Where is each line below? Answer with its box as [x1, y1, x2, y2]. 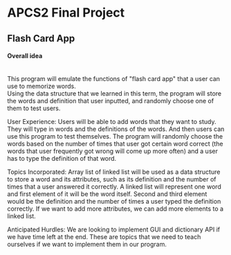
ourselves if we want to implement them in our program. [7, 240, 167, 248]
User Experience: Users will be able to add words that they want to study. [7, 117, 216, 125]
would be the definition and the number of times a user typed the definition [7, 197, 221, 205]
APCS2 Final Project [7, 5, 125, 21]
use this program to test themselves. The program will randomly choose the [7, 132, 223, 140]
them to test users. [7, 104, 61, 112]
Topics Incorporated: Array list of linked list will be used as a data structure [7, 168, 221, 176]
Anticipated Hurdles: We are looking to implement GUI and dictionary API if [7, 225, 221, 234]
